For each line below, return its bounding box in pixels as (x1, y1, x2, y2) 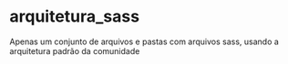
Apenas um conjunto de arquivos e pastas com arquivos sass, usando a (9, 36, 280, 47)
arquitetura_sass (9, 6, 139, 27)
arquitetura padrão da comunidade (9, 45, 140, 56)
